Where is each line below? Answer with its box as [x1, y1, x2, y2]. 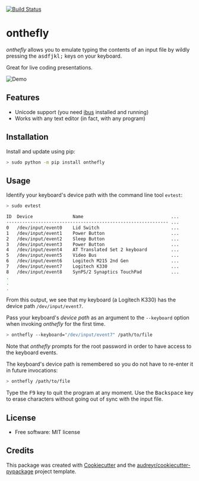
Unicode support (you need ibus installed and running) [14, 108, 149, 115]
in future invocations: [6, 367, 58, 374]
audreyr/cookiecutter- [136, 461, 191, 469]
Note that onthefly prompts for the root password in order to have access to [6, 342, 192, 350]
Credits [6, 446, 34, 456]
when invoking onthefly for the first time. [6, 320, 106, 328]
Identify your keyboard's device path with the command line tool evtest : [6, 191, 183, 199]
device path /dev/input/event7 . [6, 303, 83, 310]
